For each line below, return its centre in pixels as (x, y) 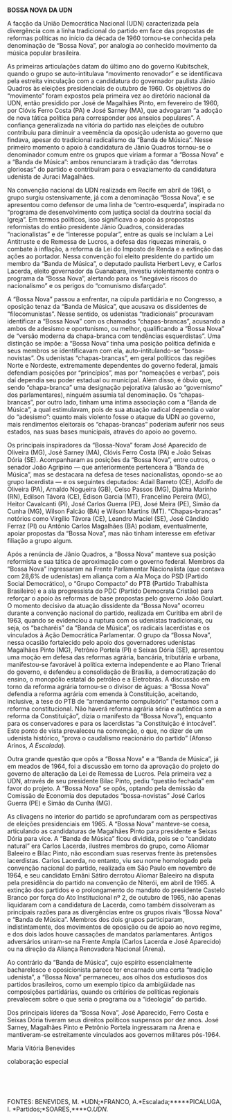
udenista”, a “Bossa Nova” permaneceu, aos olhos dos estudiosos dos (107, 977)
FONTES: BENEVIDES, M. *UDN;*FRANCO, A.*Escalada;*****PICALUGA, (115, 1102)
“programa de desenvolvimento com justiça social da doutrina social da (109, 212)
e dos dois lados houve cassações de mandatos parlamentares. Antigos (110, 934)
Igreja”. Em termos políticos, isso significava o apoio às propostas (101, 220)
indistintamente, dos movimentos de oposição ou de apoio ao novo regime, (114, 927)
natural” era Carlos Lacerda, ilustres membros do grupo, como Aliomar (108, 846)
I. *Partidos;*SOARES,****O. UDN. (58, 1109)
